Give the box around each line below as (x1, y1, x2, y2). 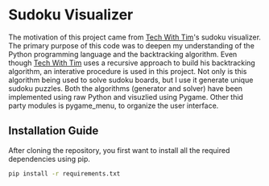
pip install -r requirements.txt (8, 169, 121, 178)
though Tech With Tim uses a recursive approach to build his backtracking (8, 58, 255, 68)
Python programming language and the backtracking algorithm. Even (8, 49, 238, 59)
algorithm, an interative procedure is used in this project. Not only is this (8, 66, 247, 76)
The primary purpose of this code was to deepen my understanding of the (8, 40, 255, 50)
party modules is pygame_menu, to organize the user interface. (8, 101, 219, 110)
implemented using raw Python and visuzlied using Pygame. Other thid (8, 92, 244, 101)
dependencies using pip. (8, 154, 91, 163)
